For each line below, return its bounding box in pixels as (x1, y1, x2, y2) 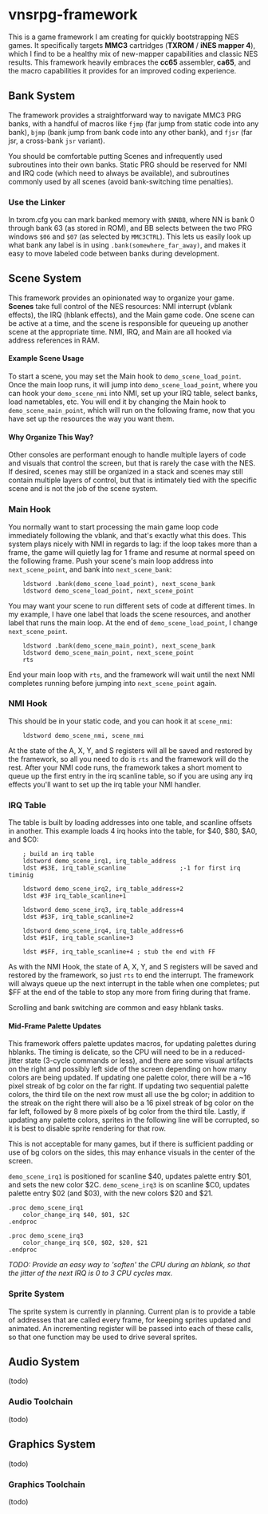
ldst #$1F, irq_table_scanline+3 (22, 934, 134, 942)
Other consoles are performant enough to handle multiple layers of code (8, 450, 246, 460)
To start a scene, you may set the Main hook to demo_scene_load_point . (8, 371, 242, 381)
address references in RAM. (8, 335, 100, 345)
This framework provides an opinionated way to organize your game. (8, 293, 235, 303)
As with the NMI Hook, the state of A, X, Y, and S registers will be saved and (8, 962, 258, 972)
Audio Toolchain (8, 1396, 73, 1407)
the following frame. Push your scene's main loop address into (8, 556, 214, 565)
